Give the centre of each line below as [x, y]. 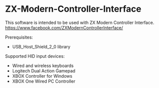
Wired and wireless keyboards [43, 66]
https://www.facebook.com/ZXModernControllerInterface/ [64, 27]
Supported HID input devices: [35, 56]
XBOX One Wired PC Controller [44, 81]
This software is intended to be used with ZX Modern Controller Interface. [80, 22]
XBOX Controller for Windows [42, 76]
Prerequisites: [19, 37]
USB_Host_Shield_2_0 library [41, 46]
